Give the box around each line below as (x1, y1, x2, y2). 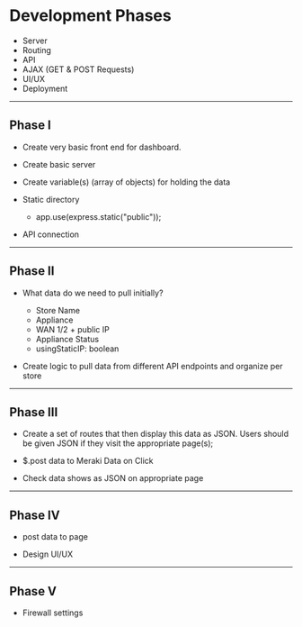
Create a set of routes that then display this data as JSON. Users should (22, 429, 289, 440)
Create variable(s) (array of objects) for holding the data (22, 177, 231, 187)
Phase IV (9, 507, 60, 522)
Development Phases (9, 5, 173, 26)
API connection (22, 229, 79, 240)
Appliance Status (35, 333, 100, 344)
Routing (22, 44, 52, 55)
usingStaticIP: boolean (35, 343, 120, 354)
